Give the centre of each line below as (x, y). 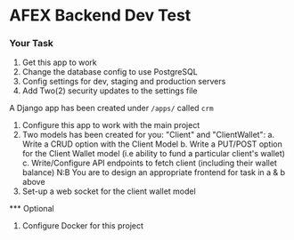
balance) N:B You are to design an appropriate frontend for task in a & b (154, 172)
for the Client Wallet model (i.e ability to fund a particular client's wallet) (153, 154)
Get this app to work (59, 62)
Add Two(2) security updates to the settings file (110, 91)
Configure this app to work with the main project (111, 125)
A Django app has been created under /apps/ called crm (111, 108)
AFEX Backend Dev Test (100, 16)
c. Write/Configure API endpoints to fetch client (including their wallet (150, 163)
